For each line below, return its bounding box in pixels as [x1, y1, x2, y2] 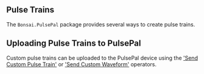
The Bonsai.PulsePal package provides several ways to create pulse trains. [6, 20, 195, 28]
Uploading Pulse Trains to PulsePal [6, 39, 141, 49]
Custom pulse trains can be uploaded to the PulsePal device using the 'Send [6, 54, 198, 61]
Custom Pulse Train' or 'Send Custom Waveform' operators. [6, 60, 157, 68]
